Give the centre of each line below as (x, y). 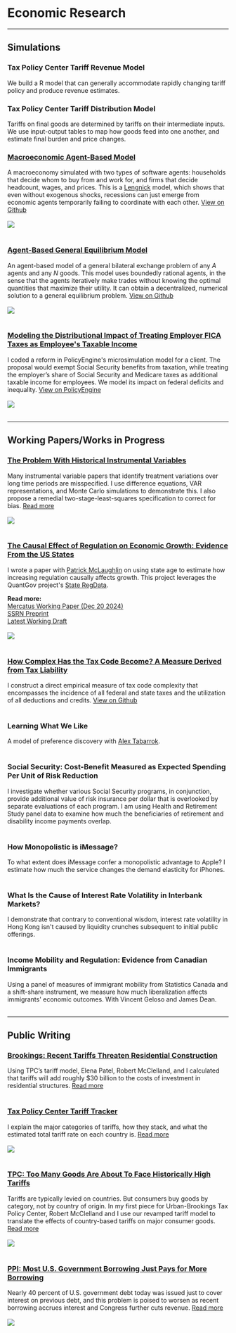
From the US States (41, 555)
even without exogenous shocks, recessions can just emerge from (103, 195)
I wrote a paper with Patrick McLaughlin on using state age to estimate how (116, 570)
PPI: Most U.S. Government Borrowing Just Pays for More (107, 1268)
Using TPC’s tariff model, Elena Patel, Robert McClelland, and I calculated (113, 1070)
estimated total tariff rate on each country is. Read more (88, 1134)
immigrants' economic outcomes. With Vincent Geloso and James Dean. (112, 999)
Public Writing (39, 1035)
